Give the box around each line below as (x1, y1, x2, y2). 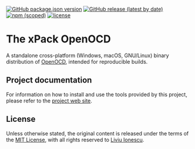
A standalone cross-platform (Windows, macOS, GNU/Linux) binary (6, 52, 169, 59)
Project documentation (6, 75, 92, 85)
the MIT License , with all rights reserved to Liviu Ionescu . (6, 136, 144, 143)
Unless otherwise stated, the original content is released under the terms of (6, 130, 189, 137)
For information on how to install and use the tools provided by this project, (6, 91, 188, 98)
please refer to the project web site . (6, 97, 93, 104)
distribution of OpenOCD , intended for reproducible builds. (6, 58, 148, 65)
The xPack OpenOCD (6, 32, 111, 46)
